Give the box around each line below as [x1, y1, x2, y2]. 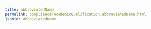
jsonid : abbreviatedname [5, 16, 56, 21]
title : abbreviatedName [5, 7, 54, 12]
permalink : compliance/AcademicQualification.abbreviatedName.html [5, 12, 147, 17]
